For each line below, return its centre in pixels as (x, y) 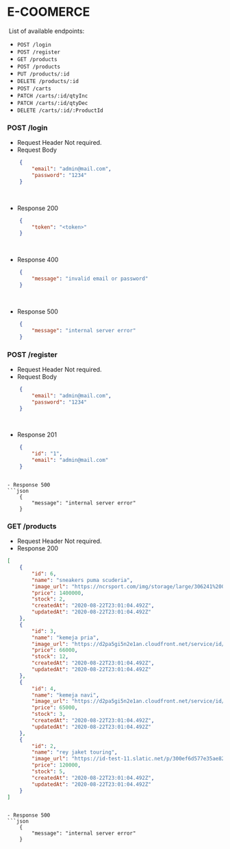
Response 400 (38, 260)
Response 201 (37, 435)
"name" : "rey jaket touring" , (75, 752)
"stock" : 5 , (49, 772)
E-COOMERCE (49, 12)
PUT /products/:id (43, 74)
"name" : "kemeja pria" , (65, 638)
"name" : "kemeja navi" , (65, 695)
